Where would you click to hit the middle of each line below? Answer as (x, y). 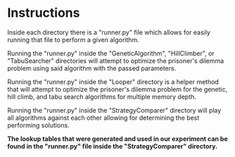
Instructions (44, 13)
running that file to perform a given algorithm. (73, 39)
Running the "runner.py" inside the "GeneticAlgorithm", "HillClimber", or (111, 53)
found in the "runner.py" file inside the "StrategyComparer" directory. (113, 146)
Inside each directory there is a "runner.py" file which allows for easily (109, 32)
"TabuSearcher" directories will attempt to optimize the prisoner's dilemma (116, 60)
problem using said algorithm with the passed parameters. (92, 68)
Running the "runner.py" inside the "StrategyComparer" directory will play (114, 110)
